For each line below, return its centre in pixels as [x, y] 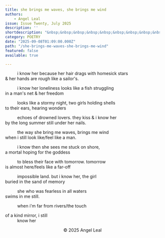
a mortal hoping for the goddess [38, 152]
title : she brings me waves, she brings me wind [56, 10]
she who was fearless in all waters [52, 191]
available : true [22, 55]
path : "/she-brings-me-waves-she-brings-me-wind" [57, 46]
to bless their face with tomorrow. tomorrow [61, 162]
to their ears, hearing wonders [36, 108]
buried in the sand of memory [35, 182]
